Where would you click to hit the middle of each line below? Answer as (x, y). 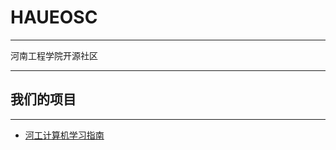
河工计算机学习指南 (64, 135)
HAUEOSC (54, 17)
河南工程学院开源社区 (54, 55)
